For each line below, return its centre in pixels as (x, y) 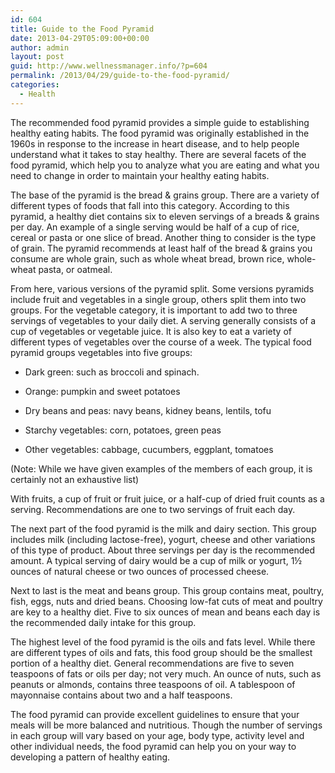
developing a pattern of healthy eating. (90, 757)
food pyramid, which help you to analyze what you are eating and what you (165, 165)
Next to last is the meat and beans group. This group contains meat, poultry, (167, 590)
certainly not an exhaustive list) (75, 479)
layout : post (37, 57)
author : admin (40, 47)
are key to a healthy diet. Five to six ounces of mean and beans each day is (165, 612)
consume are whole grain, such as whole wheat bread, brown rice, (147, 258)
